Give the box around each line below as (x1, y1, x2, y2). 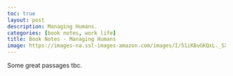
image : (7, 42, 26, 49)
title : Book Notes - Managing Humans (7, 36, 116, 43)
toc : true (7, 10, 36, 17)
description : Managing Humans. (7, 23, 98, 30)
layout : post (7, 17, 45, 23)
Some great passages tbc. (7, 61, 83, 69)
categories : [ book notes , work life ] (7, 29, 116, 37)
